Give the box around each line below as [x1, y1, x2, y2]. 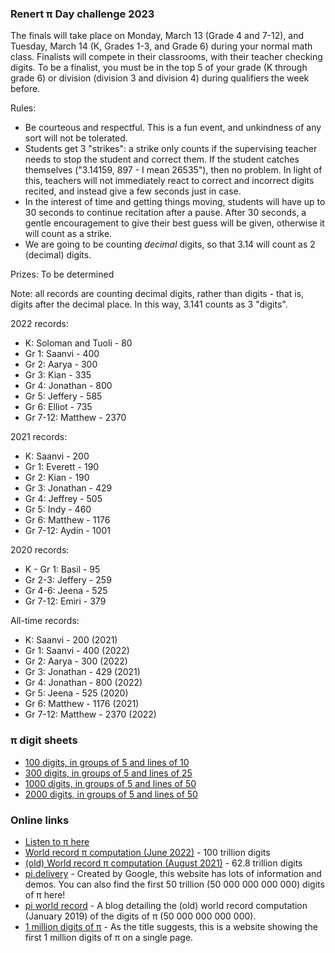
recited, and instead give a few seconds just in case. [24, 185, 242, 197]
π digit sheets [10, 733, 78, 747]
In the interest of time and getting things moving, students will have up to [24, 196, 326, 208]
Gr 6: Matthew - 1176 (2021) [24, 698, 140, 710]
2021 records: [10, 431, 68, 443]
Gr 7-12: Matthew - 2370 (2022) [24, 708, 157, 721]
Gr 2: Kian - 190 [24, 472, 90, 484]
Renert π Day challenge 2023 [10, 7, 155, 21]
